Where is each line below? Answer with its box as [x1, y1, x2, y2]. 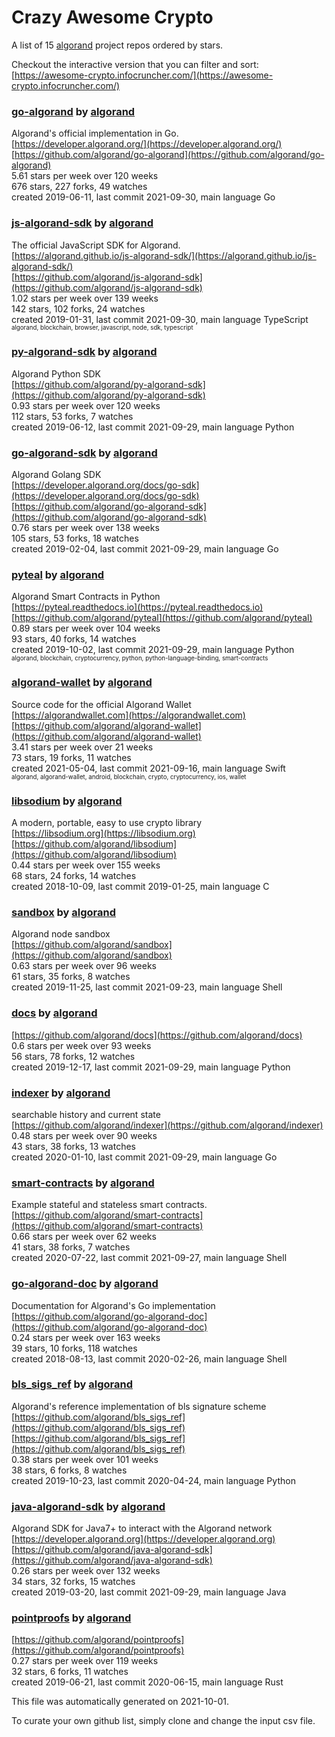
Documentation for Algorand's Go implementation [11, 1299, 216, 1311]
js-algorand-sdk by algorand [11, 216, 154, 230]
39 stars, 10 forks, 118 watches [11, 1342, 138, 1354]
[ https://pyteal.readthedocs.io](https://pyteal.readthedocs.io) [11, 601, 264, 613]
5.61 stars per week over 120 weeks [11, 170, 159, 182]
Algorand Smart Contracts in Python [11, 591, 161, 603]
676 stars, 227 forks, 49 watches [11, 181, 148, 193]
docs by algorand [11, 1006, 98, 1020]
